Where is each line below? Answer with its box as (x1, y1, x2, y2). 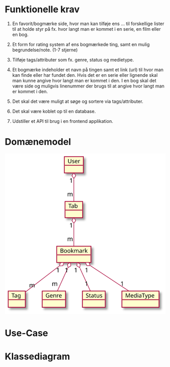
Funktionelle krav (5, 4, 80, 15)
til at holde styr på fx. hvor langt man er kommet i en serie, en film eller (12, 26, 161, 32)
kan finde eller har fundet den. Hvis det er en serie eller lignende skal (12, 72, 158, 78)
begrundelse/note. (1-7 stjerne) (12, 47, 78, 53)
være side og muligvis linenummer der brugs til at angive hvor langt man (12, 83, 164, 89)
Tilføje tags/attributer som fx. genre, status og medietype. (12, 56, 134, 62)
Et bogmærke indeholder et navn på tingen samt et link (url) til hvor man (12, 67, 164, 73)
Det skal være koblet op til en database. (12, 108, 96, 114)
